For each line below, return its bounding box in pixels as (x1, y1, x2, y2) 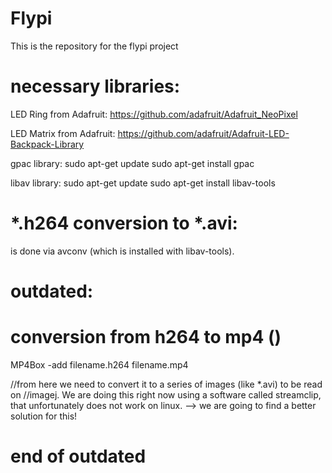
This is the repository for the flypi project (10, 40, 179, 52)
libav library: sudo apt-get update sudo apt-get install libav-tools (10, 177, 276, 189)
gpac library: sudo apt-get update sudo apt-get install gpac (10, 157, 255, 169)
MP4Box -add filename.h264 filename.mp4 (10, 358, 189, 371)
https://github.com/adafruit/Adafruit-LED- (117, 127, 290, 139)
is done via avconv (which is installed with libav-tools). (10, 245, 235, 257)
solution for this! (10, 410, 78, 422)
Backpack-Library (10, 138, 85, 150)
